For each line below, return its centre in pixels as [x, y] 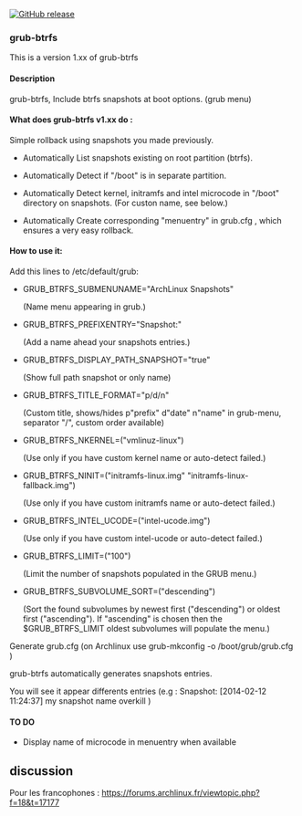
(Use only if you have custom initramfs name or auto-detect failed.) [149, 503]
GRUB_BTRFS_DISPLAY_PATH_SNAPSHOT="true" [116, 360]
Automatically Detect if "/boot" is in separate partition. [124, 175]
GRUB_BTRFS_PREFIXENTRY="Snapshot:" [102, 324]
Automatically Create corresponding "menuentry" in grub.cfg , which [152, 220]
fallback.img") [49, 485]
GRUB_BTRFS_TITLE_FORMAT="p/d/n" [96, 395]
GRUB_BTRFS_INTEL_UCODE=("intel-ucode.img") [116, 520]
